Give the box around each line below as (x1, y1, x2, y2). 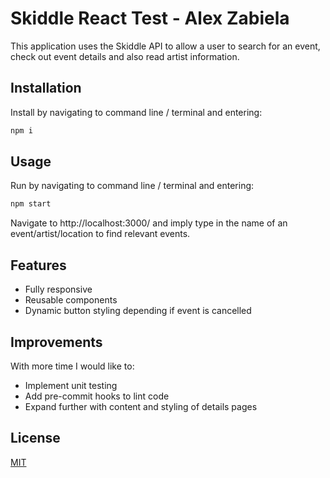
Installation (10, 80, 82, 97)
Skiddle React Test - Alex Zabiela (10, 7, 290, 30)
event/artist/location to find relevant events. (10, 228, 191, 240)
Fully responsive (24, 283, 93, 296)
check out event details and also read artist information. (10, 50, 240, 62)
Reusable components (24, 294, 118, 306)
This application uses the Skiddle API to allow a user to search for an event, (10, 40, 321, 52)
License (10, 430, 61, 447)
